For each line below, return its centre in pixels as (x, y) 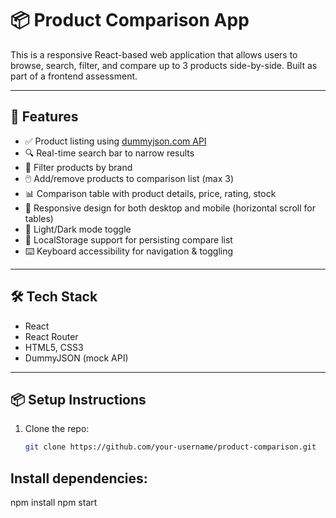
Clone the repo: (57, 429)
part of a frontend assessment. (74, 76)
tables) (39, 218)
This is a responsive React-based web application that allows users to (154, 54)
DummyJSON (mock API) (76, 358)
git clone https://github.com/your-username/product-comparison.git (170, 447)
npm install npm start (54, 503)
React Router (51, 336)
